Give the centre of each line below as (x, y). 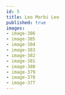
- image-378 (21, 77)
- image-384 (21, 45)
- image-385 (21, 39)
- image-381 (21, 61)
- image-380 (21, 66)
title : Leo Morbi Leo (33, 17)
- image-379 (21, 72)
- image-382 (21, 55)
